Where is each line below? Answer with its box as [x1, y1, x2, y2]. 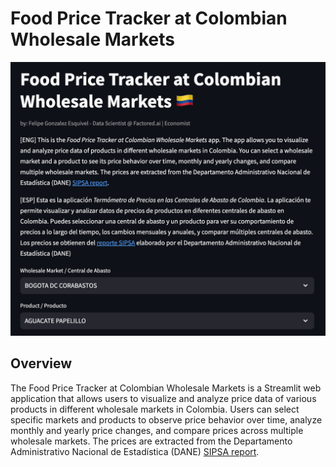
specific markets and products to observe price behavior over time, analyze [10, 413, 323, 426]
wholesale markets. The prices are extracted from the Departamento [10, 435, 293, 447]
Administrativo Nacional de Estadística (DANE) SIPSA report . [10, 445, 260, 457]
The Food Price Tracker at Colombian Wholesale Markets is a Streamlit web [10, 382, 322, 394]
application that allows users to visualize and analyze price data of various [10, 392, 317, 404]
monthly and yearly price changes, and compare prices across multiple [10, 424, 304, 436]
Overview [10, 355, 73, 372]
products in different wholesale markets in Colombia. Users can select [10, 403, 300, 415]
